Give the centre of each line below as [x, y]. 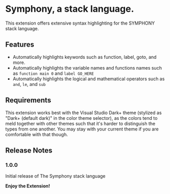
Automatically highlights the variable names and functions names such [87, 68]
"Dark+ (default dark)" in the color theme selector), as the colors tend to [81, 118]
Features [20, 45]
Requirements [28, 100]
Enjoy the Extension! [28, 186]
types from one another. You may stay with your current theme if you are [82, 129]
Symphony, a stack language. [70, 9]
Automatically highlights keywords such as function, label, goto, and [85, 57]
